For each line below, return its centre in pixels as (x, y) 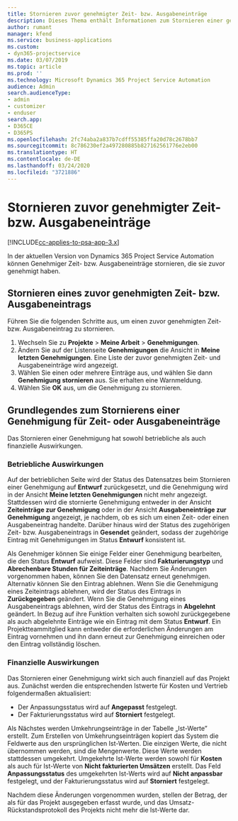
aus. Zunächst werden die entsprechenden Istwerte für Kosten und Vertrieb (118, 685)
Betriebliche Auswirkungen (56, 464)
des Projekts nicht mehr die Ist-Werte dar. (129, 810)
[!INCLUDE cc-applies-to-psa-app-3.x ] (63, 242)
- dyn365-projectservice (44, 54)
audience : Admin (31, 87)
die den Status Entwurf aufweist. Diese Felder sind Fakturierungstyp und (115, 561)
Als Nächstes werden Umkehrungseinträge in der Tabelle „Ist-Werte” (107, 728)
